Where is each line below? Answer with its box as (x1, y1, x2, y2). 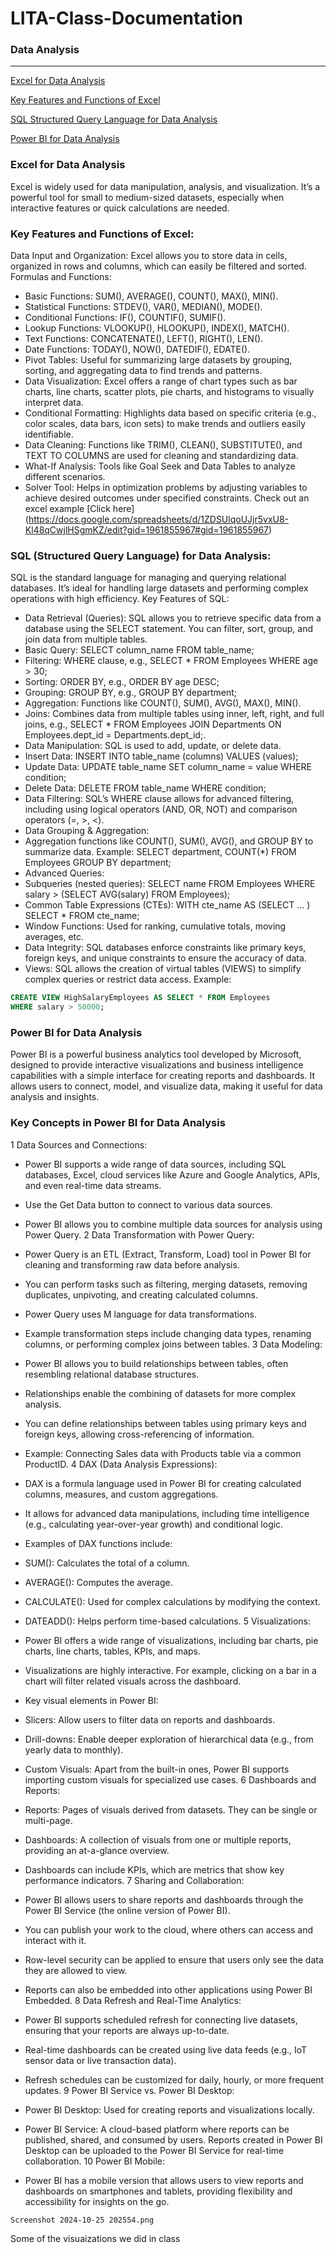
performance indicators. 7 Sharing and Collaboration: (24, 1874, 245, 1886)
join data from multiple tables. (24, 633, 148, 646)
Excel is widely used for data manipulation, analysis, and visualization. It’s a (10, 180, 321, 192)
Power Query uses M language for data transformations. (24, 1308, 257, 1320)
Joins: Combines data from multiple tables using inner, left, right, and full (24, 708, 325, 720)
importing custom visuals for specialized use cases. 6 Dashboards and (24, 1773, 317, 1786)
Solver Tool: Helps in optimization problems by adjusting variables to (24, 482, 308, 494)
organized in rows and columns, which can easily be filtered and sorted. (10, 260, 307, 272)
